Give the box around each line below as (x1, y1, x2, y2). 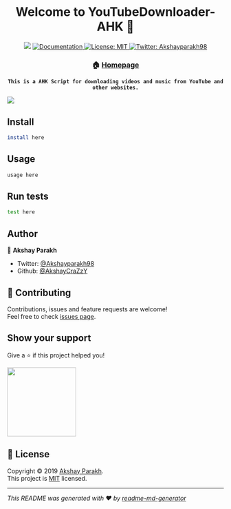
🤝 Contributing (7, 287, 71, 298)
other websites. (92, 84, 139, 92)
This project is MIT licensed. (7, 474, 87, 482)
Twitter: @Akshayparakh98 (16, 260, 95, 268)
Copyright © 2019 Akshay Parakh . (7, 466, 104, 475)
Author (7, 228, 38, 240)
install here (7, 134, 45, 141)
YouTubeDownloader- (87, 4, 216, 20)
